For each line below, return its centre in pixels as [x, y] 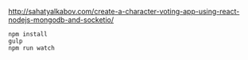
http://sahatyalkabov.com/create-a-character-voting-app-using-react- [124, 11]
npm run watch [32, 48]
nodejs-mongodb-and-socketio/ [61, 20]
